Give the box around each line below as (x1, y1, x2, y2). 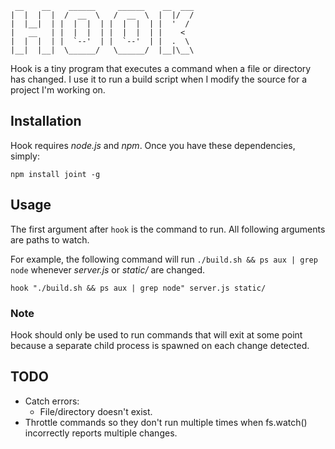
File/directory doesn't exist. (39, 405, 153, 417)
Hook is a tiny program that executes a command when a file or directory (10, 63, 312, 74)
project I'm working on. (10, 84, 106, 96)
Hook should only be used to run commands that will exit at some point (10, 328, 303, 341)
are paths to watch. (10, 233, 90, 246)
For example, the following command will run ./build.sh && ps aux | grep (10, 253, 318, 265)
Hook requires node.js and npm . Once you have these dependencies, (10, 139, 296, 151)
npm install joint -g (10, 169, 101, 179)
